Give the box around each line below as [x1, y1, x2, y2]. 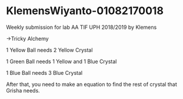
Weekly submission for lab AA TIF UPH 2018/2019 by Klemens [6, 24, 157, 31]
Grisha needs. [6, 87, 40, 94]
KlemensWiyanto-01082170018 [6, 4, 164, 18]
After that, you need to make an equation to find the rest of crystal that [6, 81, 178, 88]
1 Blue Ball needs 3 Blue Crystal [6, 69, 83, 76]
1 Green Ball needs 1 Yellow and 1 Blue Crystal [6, 58, 117, 65]
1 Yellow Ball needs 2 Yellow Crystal [6, 46, 93, 54]
